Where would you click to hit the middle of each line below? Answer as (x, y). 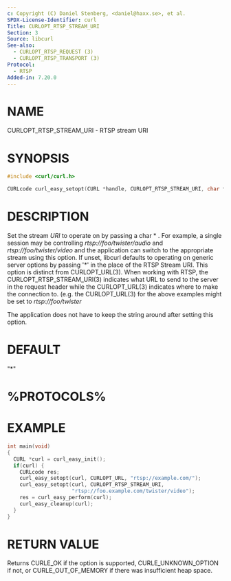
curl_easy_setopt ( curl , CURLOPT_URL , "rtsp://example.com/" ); (110, 479)
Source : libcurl (30, 39)
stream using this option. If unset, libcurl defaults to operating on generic (110, 257)
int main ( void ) (29, 446)
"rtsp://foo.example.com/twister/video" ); (133, 491)
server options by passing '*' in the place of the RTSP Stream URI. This (108, 265)
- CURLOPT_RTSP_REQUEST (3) (54, 52)
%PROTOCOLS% (57, 397)
